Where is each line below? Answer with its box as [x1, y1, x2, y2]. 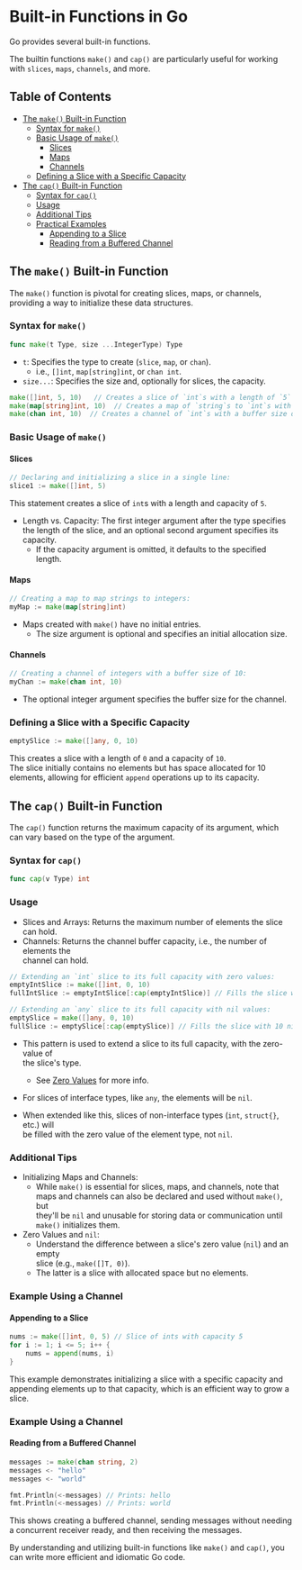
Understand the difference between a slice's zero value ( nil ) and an [35, 1239, 289, 1249]
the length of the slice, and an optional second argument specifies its [22, 525, 279, 536]
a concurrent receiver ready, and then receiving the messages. [9, 1525, 243, 1536]
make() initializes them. [35, 1220, 120, 1230]
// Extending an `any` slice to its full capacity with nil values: [9, 1005, 271, 1014]
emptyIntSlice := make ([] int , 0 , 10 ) [9, 980, 151, 990]
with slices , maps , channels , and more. [9, 63, 151, 74]
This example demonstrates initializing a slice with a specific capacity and [9, 1374, 283, 1384]
